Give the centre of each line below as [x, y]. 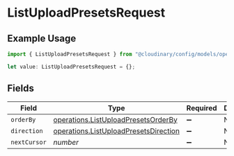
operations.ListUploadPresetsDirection [116, 131]
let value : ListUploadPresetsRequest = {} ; [71, 67]
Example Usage [42, 38]
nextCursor [29, 142]
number [66, 142]
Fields [21, 88]
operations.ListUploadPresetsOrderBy [115, 119]
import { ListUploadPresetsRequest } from [70, 54]
